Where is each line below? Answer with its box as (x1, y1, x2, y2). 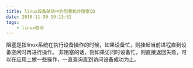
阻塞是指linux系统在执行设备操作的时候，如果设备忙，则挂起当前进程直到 (6, 41, 181, 48)
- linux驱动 (16, 24, 44, 31)
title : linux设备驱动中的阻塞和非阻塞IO (6, 8, 95, 15)
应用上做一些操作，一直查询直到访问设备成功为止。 (16, 56, 139, 63)
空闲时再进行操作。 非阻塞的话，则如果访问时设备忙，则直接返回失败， (11, 49, 182, 56)
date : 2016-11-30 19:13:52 (6, 14, 72, 20)
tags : (6, 19, 19, 25)
